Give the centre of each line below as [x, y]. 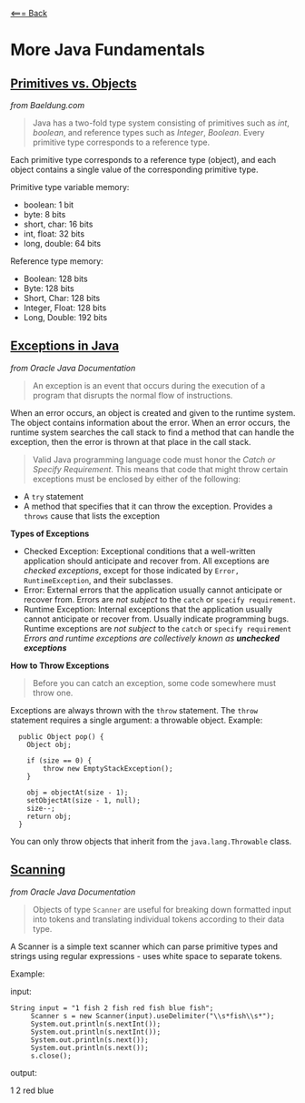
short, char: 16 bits [58, 224]
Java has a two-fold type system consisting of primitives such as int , [161, 123]
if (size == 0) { [59, 760]
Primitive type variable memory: [70, 187]
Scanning [38, 870]
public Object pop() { [61, 736]
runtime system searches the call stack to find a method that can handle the [152, 432]
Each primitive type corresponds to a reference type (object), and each [143, 160]
